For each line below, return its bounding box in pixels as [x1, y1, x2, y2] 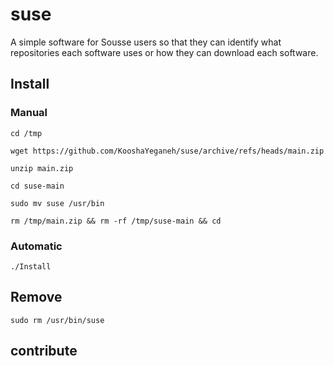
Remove [10, 289, 63, 306]
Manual [10, 106, 48, 120]
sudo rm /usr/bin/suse [10, 315, 105, 325]
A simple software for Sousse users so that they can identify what [10, 36, 282, 48]
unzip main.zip [10, 163, 74, 173]
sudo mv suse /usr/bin [10, 198, 105, 208]
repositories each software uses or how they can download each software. [10, 46, 319, 58]
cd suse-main [10, 181, 65, 191]
